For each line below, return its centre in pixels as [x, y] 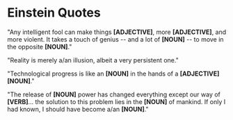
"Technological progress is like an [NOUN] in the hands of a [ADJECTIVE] [113, 74]
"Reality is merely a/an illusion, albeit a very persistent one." [93, 60]
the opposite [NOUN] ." [40, 46]
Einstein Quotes [54, 13]
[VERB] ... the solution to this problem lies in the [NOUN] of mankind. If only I [116, 101]
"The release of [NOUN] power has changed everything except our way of [114, 94]
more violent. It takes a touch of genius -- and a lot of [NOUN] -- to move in [115, 39]
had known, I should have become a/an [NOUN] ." [78, 109]
